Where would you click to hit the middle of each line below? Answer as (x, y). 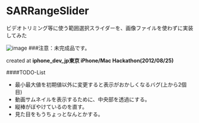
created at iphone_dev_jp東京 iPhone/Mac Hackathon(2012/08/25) (90, 60)
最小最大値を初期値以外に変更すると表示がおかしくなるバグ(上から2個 (101, 85)
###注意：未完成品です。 (59, 48)
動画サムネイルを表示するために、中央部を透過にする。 (82, 99)
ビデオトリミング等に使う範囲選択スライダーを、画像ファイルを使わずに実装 (100, 28)
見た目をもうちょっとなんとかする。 (59, 114)
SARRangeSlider (48, 11)
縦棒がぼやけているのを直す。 (51, 106)
